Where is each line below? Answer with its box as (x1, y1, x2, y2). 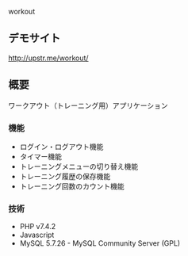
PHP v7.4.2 (19, 222, 56, 231)
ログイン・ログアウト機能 (19, 142, 104, 151)
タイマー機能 (19, 151, 62, 161)
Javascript (19, 230, 55, 240)
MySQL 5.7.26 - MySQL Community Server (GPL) (19, 239, 181, 248)
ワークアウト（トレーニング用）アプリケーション (8, 101, 168, 110)
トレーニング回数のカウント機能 (19, 181, 125, 191)
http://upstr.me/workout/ (8, 53, 89, 63)
